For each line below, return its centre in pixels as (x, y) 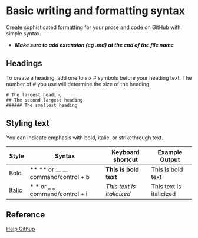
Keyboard (126, 152)
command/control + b (60, 177)
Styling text (28, 123)
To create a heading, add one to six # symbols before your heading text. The (99, 77)
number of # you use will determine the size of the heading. (79, 84)
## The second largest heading (44, 100)
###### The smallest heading (42, 105)
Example (170, 152)
